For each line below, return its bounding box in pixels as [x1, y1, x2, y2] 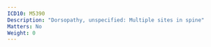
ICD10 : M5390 [7, 10, 45, 17]
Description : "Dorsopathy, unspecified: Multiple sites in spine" [7, 17, 205, 23]
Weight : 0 [7, 29, 36, 37]
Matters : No [7, 23, 42, 30]
